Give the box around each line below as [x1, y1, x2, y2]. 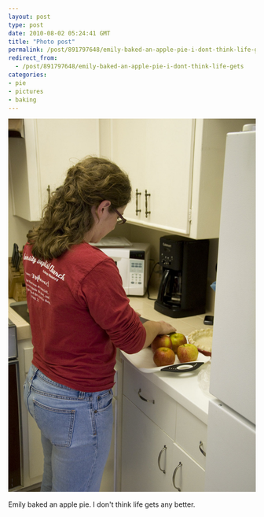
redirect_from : [8, 54, 58, 62]
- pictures [8, 87, 44, 95]
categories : [8, 71, 47, 79]
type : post [8, 20, 44, 29]
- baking [8, 95, 37, 104]
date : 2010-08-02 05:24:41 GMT [8, 29, 111, 37]
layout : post [8, 13, 51, 20]
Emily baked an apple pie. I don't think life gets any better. [8, 500, 196, 509]
